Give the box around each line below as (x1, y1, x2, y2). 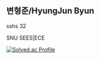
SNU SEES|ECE (6, 34, 45, 41)
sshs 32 (6, 22, 26, 29)
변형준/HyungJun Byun (6, 5, 95, 16)
